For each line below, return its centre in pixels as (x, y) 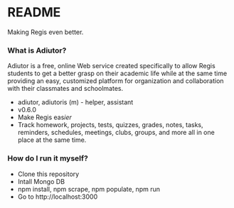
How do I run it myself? (48, 158)
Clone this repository (48, 174)
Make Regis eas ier (45, 117)
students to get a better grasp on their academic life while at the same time (117, 73)
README (34, 12)
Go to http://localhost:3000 (58, 197)
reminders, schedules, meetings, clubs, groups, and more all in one (116, 133)
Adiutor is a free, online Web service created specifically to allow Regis (111, 66)
